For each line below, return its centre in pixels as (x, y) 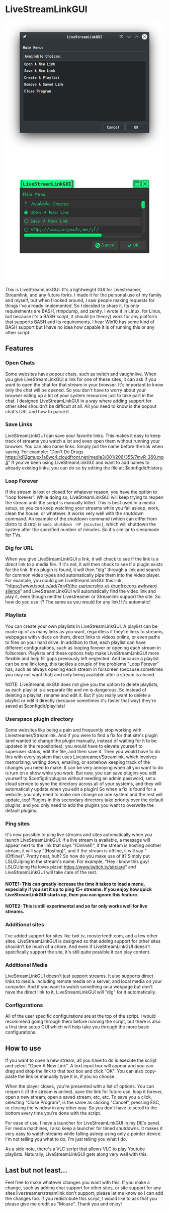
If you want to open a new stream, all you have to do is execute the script (81, 1060)
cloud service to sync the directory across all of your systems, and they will (83, 784)
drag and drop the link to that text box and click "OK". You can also (74, 1071)
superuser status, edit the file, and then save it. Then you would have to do (83, 751)
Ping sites (18, 824)
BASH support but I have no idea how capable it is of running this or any (80, 327)
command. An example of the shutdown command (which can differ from (81, 519)
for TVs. (13, 535)
